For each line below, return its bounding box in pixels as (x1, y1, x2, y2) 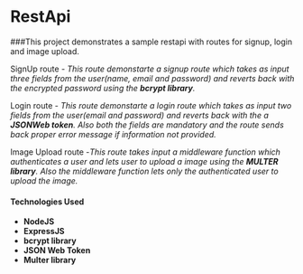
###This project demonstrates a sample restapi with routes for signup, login (10, 36, 292, 47)
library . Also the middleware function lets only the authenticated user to (10, 165, 279, 176)
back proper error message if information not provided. (10, 128, 217, 139)
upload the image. (10, 175, 78, 186)
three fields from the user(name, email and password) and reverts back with (10, 72, 295, 83)
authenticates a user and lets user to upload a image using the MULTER (10, 156, 279, 166)
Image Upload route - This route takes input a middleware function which (10, 146, 280, 157)
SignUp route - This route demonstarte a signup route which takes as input (10, 63, 289, 74)
